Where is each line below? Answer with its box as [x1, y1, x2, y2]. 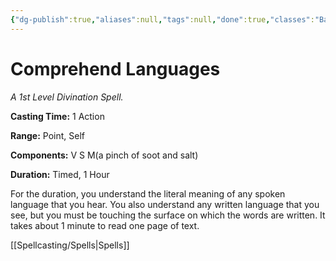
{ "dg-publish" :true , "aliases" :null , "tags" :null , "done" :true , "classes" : [10, 14, 315, 25]
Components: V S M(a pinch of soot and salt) [10, 149, 199, 161]
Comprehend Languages [10, 57, 221, 80]
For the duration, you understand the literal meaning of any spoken [10, 187, 286, 200]
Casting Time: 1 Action [10, 110, 105, 122]
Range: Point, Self [10, 129, 85, 141]
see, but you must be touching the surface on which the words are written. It [10, 209, 326, 221]
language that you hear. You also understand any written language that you [10, 198, 320, 210]
